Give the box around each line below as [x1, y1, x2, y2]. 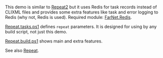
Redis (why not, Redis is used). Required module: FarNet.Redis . [5, 14, 132, 20]
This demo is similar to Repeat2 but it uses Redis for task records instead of [5, 4, 157, 10]
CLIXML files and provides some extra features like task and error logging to [5, 9, 159, 15]
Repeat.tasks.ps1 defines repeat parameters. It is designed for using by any [5, 24, 157, 29]
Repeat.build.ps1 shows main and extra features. [5, 38, 102, 44]
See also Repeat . [5, 48, 39, 53]
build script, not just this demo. [5, 29, 67, 34]
